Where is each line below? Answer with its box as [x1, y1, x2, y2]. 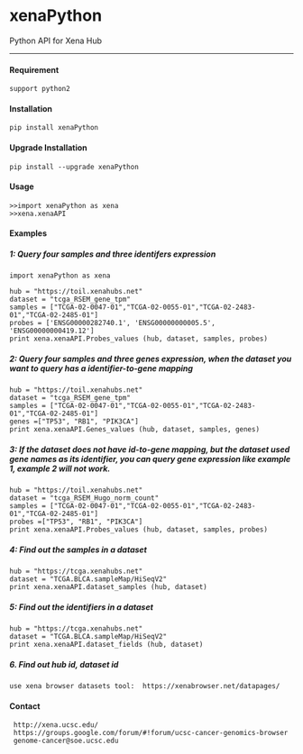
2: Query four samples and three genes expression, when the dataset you [9, 353, 292, 364]
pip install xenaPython [9, 123, 99, 132]
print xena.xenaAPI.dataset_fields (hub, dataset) [9, 640, 204, 650]
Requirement [9, 64, 60, 75]
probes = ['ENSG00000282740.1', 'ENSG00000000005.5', [9, 319, 216, 328]
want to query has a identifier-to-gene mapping [9, 362, 194, 374]
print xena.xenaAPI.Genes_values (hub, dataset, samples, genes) [9, 425, 260, 434]
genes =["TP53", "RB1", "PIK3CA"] [9, 417, 140, 426]
